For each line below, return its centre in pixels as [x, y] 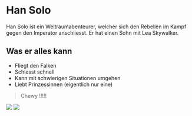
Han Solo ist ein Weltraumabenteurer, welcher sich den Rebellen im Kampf [96, 26]
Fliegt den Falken [36, 65]
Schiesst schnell [34, 72]
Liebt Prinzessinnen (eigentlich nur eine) [64, 84]
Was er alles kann [39, 52]
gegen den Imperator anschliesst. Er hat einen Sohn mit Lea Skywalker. [92, 32]
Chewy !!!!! [34, 95]
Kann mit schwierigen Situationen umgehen [67, 78]
